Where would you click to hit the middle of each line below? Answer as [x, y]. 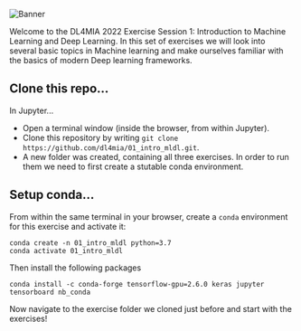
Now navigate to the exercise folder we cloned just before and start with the [150, 308]
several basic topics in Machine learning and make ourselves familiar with [146, 51]
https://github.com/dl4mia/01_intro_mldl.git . [111, 147]
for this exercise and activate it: [68, 226]
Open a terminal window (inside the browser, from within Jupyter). [146, 128]
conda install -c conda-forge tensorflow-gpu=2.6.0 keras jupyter [137, 284]
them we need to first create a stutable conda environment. [133, 166]
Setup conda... [52, 195]
